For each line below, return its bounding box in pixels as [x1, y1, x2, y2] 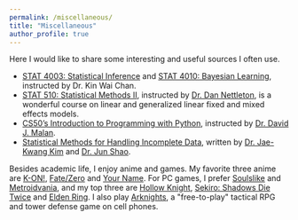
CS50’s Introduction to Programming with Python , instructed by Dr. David [21, 118, 289, 129]
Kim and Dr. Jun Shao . [49, 146, 131, 157]
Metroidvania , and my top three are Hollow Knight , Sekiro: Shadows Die [9, 183, 271, 193]
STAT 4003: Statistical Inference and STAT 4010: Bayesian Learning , [21, 71, 272, 82]
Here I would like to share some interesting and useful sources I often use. [9, 54, 280, 65]
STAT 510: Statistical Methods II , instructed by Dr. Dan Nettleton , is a [21, 90, 272, 100]
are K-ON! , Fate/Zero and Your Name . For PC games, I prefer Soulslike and [9, 173, 281, 184]
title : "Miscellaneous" [9, 21, 98, 30]
